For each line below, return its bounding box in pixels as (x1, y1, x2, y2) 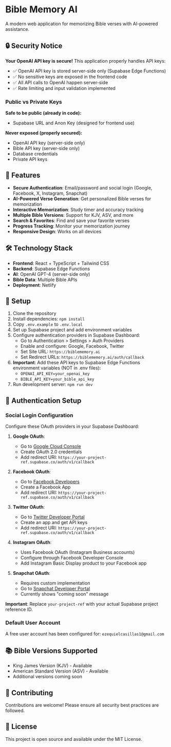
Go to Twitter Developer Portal (20, 514, 85, 520)
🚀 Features (5, 171, 41, 180)
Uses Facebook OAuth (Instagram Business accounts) (20, 549, 135, 555)
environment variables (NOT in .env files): (12, 365, 101, 371)
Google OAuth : (12, 433, 45, 440)
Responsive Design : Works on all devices (12, 228, 102, 234)
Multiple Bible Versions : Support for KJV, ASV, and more (12, 212, 134, 218)
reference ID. (5, 606, 33, 612)
